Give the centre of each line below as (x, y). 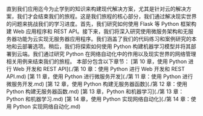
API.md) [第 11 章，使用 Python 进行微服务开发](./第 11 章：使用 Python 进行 (100, 76)
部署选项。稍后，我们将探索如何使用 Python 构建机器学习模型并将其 (107, 46)
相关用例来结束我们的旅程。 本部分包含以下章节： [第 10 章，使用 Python (97, 61)
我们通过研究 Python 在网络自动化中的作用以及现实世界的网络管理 (114, 54)
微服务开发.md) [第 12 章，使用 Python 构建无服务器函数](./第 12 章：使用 (97, 84)
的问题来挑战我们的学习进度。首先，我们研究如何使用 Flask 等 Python (93, 24)
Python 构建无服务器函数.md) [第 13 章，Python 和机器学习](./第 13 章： (95, 91)
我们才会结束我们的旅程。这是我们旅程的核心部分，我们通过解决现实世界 (107, 16)
